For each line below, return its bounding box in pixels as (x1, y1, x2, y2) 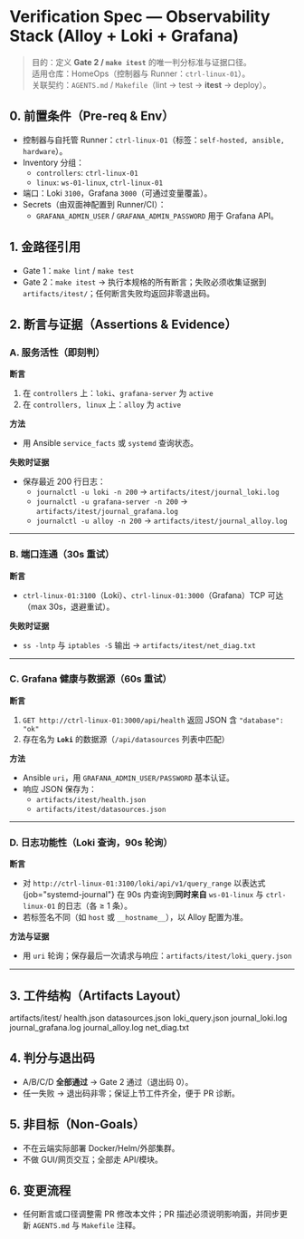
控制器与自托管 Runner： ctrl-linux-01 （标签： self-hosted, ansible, (22, 134, 285, 145)
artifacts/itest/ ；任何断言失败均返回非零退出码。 (22, 287, 215, 298)
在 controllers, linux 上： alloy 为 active (22, 399, 182, 410)
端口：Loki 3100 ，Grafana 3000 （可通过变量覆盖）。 (22, 188, 213, 198)
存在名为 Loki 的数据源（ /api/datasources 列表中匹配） (22, 733, 230, 744)
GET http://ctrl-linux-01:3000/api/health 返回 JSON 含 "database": (22, 714, 284, 725)
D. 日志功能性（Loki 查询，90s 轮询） (9, 836, 174, 848)
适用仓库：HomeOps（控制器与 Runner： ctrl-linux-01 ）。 (31, 68, 251, 79)
